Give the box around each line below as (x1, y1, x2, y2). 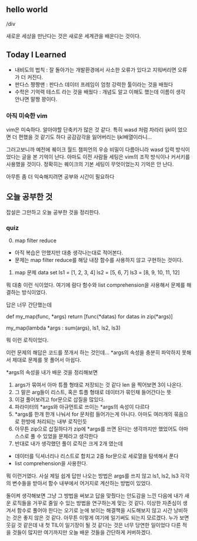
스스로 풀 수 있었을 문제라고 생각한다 (14, 433, 98, 440)
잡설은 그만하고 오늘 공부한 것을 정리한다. (6, 209, 101, 216)
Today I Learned (6, 50, 66, 60)
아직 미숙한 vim (6, 112, 48, 120)
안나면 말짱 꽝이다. (14, 95, 58, 102)
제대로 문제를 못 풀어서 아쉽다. (12, 357, 82, 364)
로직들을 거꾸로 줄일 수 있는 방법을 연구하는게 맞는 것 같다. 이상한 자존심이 (12, 499, 182, 507)
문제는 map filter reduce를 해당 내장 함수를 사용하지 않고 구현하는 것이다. (14, 257, 183, 264)
